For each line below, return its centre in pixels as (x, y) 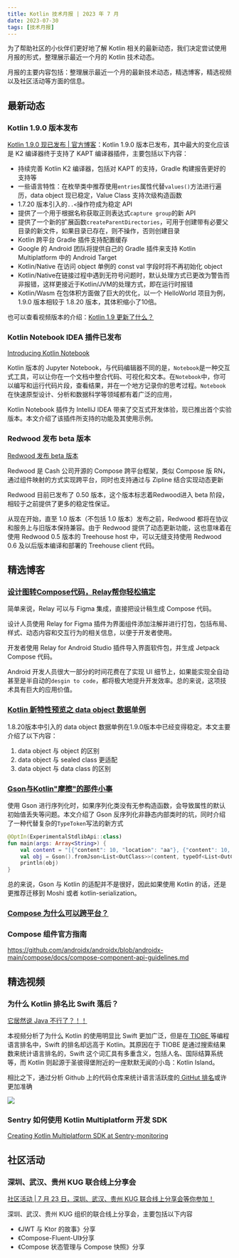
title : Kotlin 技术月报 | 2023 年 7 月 (63, 14)
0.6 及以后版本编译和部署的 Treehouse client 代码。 (83, 545)
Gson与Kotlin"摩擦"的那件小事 (60, 789)
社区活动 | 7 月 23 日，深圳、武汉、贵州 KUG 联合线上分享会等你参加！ (111, 1199)
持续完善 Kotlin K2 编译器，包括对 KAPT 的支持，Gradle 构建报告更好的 (122, 169)
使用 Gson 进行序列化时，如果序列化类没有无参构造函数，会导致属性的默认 (117, 805)
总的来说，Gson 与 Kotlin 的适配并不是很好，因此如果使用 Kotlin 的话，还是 (117, 884)
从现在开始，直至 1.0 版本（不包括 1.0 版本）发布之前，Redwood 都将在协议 (118, 518)
